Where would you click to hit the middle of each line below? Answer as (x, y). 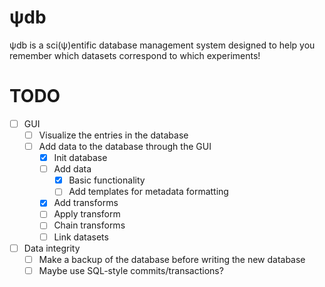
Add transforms (86, 203)
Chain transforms (89, 225)
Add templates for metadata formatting (148, 192)
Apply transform (87, 214)
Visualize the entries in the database (113, 135)
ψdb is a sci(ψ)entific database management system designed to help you (162, 45)
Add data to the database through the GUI (125, 146)
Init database (80, 158)
